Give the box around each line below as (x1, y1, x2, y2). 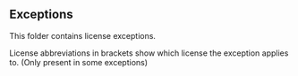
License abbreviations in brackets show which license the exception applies (9, 48, 289, 58)
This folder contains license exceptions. (9, 30, 157, 41)
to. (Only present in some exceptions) (9, 57, 149, 67)
